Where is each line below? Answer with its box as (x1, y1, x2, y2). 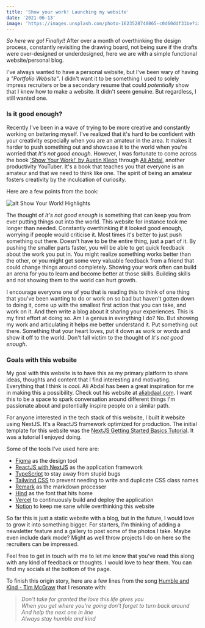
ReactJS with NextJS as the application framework (15, 463, 143, 471)
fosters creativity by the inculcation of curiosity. (6, 176, 126, 183)
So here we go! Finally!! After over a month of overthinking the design (6, 37, 181, 45)
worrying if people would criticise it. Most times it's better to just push (6, 231, 182, 238)
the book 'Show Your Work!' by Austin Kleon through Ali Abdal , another (6, 156, 185, 163)
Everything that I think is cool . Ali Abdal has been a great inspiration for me (6, 382, 194, 389)
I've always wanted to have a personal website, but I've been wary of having (6, 69, 198, 76)
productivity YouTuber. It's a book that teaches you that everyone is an (6, 163, 184, 170)
